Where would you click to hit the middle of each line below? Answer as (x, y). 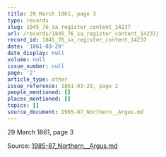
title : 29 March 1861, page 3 (52, 14)
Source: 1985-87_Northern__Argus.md (63, 146)
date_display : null (36, 54)
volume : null (26, 60)
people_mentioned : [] (39, 92)
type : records (28, 20)
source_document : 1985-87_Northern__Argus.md (75, 112)
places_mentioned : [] (39, 99)
